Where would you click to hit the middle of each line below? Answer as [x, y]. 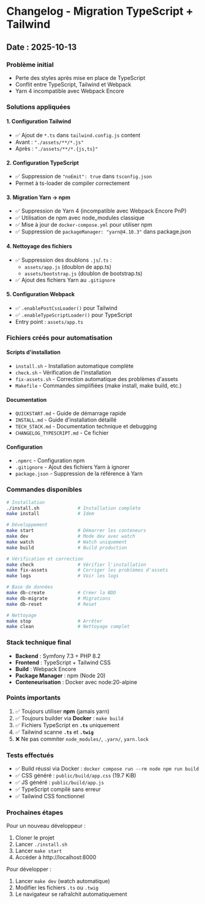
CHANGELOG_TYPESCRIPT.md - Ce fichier [62, 433]
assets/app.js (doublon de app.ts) [68, 267]
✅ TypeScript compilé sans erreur [58, 789]
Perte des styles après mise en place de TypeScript [80, 77]
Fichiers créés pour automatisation [59, 337]
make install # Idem [50, 514]
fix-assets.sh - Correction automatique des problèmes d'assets [97, 379]
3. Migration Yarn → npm [38, 197]
